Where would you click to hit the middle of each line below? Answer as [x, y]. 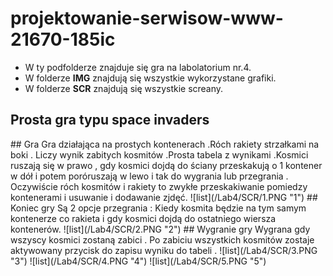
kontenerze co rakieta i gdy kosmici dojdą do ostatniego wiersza [143, 218]
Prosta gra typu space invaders [110, 120]
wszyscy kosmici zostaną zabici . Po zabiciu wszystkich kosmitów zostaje [162, 239]
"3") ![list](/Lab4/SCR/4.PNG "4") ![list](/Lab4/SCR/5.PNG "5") [138, 261]
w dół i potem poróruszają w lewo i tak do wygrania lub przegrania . [149, 176]
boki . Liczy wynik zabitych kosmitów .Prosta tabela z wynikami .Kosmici [159, 154]
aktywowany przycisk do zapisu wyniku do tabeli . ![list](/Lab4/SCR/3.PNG [164, 250]
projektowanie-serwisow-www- [147, 18]
